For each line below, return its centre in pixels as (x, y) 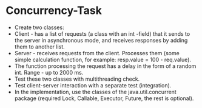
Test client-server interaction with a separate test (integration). (93, 85)
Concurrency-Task (54, 11)
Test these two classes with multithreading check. (77, 79)
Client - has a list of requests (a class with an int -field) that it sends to (102, 33)
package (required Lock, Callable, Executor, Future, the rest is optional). (104, 98)
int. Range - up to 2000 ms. (49, 72)
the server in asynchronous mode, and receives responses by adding (101, 40)
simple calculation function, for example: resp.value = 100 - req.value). (103, 59)
